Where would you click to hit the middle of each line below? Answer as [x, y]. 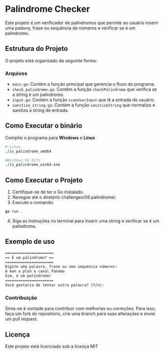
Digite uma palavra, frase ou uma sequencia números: [61, 267]
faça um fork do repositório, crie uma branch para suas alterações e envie [80, 314]
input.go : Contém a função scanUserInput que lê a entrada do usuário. [84, 100]
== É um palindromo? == [29, 257]
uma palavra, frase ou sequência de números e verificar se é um [70, 28]
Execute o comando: [33, 203]
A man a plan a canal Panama [35, 271]
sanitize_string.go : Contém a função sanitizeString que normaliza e [84, 105]
